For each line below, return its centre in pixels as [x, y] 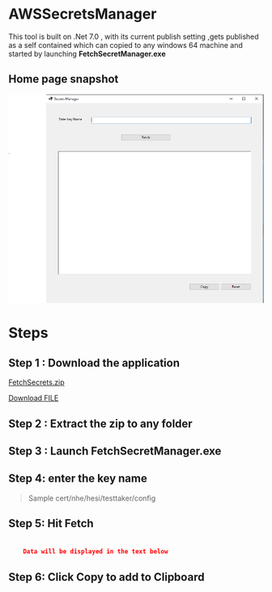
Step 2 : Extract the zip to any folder [100, 423]
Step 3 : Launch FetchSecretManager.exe [115, 451]
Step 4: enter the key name [78, 479]
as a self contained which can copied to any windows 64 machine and [125, 45]
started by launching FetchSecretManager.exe [87, 53]
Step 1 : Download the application [94, 362]
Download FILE [34, 398]
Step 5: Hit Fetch [51, 524]
